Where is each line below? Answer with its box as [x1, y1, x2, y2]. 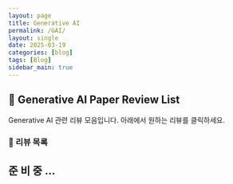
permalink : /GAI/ [8, 26, 66, 34]
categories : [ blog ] [8, 49, 73, 57]
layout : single [8, 33, 59, 42]
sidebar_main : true [8, 64, 73, 72]
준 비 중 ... [8, 164, 56, 178]
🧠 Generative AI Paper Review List [8, 93, 180, 107]
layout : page [8, 11, 52, 20]
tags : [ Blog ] [8, 57, 52, 65]
